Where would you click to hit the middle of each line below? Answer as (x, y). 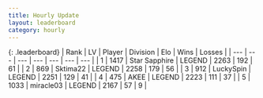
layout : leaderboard (42, 23)
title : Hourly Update (44, 15)
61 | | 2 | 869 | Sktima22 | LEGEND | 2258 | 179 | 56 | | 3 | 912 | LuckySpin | (130, 69)
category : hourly (37, 30)
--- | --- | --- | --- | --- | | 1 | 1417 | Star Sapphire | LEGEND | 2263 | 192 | (135, 60)
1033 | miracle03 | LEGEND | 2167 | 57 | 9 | (78, 85)
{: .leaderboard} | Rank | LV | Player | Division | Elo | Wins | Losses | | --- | (128, 53)
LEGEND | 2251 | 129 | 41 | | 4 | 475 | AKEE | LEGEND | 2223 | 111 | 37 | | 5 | (130, 77)
